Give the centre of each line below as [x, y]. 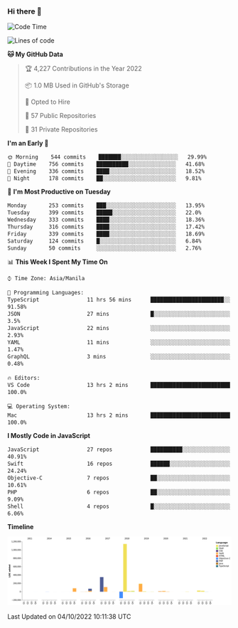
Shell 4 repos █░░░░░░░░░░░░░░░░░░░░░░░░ [119, 507]
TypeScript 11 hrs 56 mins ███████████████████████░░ [119, 300]
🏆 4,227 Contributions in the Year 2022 [83, 69]
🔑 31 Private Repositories [61, 129]
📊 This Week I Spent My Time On [58, 262]
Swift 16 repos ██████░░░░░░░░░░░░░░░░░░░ [119, 464]
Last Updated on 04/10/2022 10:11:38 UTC [69, 616]
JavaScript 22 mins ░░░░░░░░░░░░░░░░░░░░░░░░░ [119, 329]
